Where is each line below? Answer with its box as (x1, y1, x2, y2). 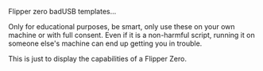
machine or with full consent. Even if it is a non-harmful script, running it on (8, 31, 256, 39)
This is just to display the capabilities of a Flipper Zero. (8, 54, 187, 63)
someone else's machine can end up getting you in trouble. (8, 39, 203, 48)
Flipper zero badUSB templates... (8, 7, 117, 16)
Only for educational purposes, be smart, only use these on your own (8, 22, 236, 31)
